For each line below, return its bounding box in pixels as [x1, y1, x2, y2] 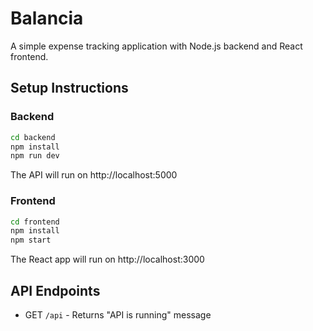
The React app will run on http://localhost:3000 [10, 253, 205, 266]
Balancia [10, 7, 84, 30]
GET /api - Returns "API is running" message [24, 308, 212, 321]
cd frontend [10, 217, 60, 227]
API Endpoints [10, 282, 101, 299]
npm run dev [10, 151, 60, 161]
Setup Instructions [10, 80, 129, 97]
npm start [10, 235, 52, 246]
